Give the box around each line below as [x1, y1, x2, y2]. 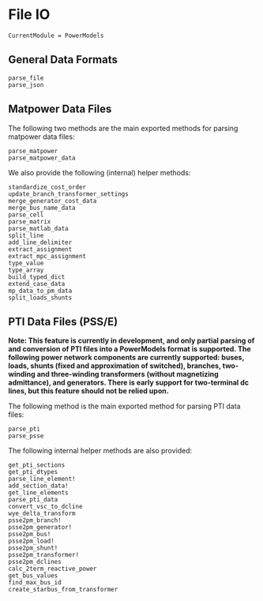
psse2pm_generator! [8, 524, 73, 532]
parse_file [8, 73, 44, 82]
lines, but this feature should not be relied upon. [8, 386, 169, 396]
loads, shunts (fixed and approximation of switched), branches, [8, 361, 221, 370]
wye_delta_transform [8, 509, 77, 518]
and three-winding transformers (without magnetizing [36, 370, 219, 379]
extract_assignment [8, 245, 73, 254]
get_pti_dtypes [8, 468, 58, 476]
